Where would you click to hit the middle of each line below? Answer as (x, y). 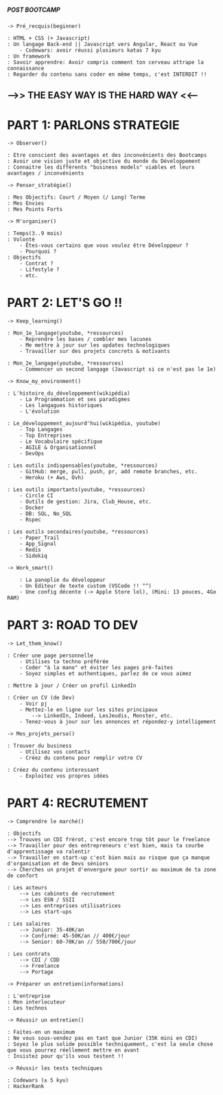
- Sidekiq (34, 556)
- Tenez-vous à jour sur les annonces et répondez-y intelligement (118, 722)
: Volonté (21, 240)
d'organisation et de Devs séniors (58, 864)
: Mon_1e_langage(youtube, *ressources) (66, 334)
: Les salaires (29, 924)
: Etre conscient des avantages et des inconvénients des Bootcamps (107, 155)
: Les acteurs (27, 888)
